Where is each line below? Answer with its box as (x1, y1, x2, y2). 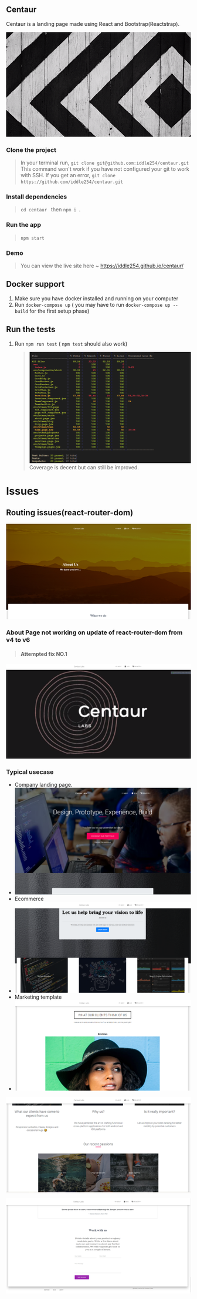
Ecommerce (14, 895, 44, 903)
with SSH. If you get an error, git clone (20, 172, 116, 179)
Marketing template (14, 993, 62, 1000)
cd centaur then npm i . (20, 206, 81, 213)
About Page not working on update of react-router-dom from (6, 628, 183, 637)
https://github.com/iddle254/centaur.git (20, 179, 123, 185)
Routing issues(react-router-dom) (6, 508, 134, 518)
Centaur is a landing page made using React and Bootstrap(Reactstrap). (6, 20, 180, 27)
